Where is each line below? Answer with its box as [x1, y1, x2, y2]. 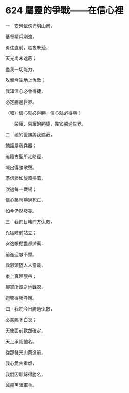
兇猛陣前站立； [5, 229, 37, 236]
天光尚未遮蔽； [5, 55, 37, 61]
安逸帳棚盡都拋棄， [5, 240, 46, 246]
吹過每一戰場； [5, 185, 37, 192]
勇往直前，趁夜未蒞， [5, 44, 50, 50]
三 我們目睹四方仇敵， [5, 218, 55, 224]
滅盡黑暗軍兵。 [5, 382, 37, 388]
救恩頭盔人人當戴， [5, 262, 46, 268]
